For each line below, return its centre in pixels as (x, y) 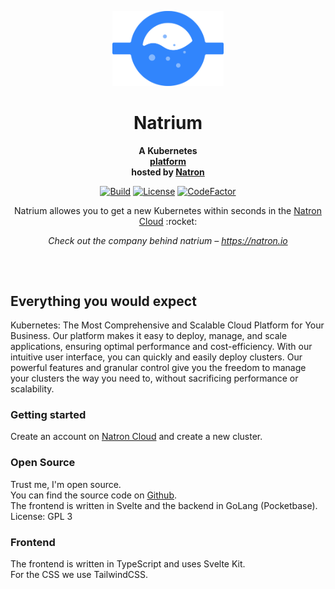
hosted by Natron (168, 172)
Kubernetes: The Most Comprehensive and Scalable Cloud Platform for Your (167, 325)
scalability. (32, 389)
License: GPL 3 (41, 516)
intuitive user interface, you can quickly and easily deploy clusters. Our (156, 357)
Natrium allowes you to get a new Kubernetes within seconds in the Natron (168, 210)
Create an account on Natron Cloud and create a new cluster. (136, 437)
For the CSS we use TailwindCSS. (79, 575)
